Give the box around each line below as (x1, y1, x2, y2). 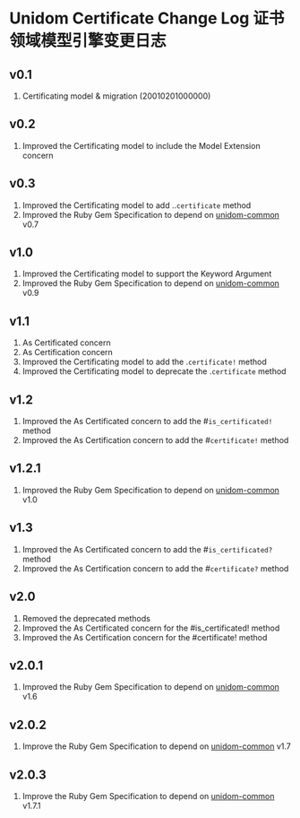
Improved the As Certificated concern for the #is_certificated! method (21, 622, 280, 633)
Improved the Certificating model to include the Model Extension (21, 140, 261, 151)
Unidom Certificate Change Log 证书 (9, 8, 285, 29)
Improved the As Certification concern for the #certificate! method (21, 631, 268, 642)
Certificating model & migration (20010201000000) (21, 91, 211, 101)
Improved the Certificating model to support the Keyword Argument (21, 268, 272, 279)
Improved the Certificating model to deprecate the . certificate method (21, 366, 287, 377)
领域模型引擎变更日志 (9, 30, 167, 51)
